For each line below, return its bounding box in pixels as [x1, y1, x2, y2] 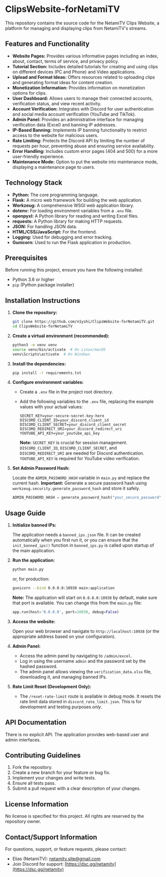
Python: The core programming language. [12, 192, 99, 198]
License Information [5, 800, 68, 808]
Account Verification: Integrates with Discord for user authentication [12, 106, 154, 112]
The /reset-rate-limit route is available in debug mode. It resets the [19, 693, 161, 699]
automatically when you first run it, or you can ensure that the [12, 537, 138, 543]
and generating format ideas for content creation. [12, 79, 113, 85]
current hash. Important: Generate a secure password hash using [12, 480, 147, 486]
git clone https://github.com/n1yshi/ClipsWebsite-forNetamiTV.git [12, 319, 155, 324]
